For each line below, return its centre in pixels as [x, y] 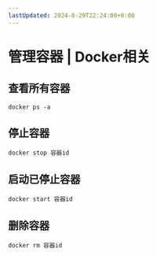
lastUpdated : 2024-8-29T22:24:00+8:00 [71, 15]
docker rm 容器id [35, 246]
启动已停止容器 [44, 179]
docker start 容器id [40, 199]
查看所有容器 [39, 89]
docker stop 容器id [39, 153]
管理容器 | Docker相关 [79, 57]
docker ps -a [29, 107]
